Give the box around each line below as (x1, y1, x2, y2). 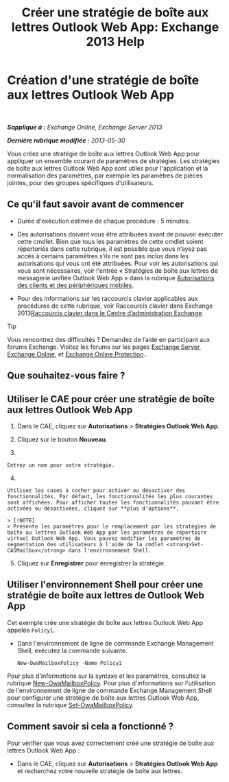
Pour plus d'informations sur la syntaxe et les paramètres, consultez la (7, 672, 206, 680)
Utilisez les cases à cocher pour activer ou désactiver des (7, 487, 186, 494)
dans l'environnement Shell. (68, 547, 152, 554)
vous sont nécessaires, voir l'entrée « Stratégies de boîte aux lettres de (16, 266, 218, 275)
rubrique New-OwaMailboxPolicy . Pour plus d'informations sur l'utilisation (7, 679, 216, 687)
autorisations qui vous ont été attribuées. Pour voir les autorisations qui (16, 259, 219, 267)
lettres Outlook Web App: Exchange (11, 19, 219, 35)
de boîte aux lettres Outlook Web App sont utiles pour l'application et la (7, 164, 208, 172)
